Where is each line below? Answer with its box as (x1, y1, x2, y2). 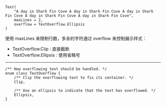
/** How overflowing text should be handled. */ (5, 67, 107, 71)
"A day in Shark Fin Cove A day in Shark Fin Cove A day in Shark (14, 9, 154, 14)
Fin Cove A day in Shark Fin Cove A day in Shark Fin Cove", (5, 13, 134, 18)
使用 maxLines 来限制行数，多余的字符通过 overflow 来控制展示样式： (5, 35, 147, 41)
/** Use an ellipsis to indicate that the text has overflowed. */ (14, 88, 156, 93)
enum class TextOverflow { (5, 71, 61, 76)
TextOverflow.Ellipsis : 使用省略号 (12, 52, 81, 58)
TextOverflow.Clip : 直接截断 (12, 46, 70, 52)
